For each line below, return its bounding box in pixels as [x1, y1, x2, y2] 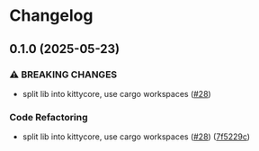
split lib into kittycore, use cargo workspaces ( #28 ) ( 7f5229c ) [22, 131, 250, 142]
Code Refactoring [9, 111, 88, 123]
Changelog [9, 5, 94, 26]
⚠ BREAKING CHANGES [9, 68, 118, 81]
